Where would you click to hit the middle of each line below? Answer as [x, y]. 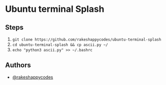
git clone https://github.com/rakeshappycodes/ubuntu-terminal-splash [87, 40]
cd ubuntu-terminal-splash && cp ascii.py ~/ [60, 45]
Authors [18, 65]
